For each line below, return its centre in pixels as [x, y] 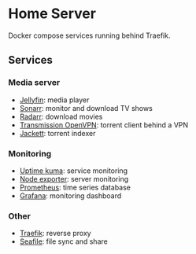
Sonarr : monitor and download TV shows [86, 108]
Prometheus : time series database [75, 187]
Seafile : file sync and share [63, 241]
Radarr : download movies [61, 116]
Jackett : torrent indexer [57, 133]
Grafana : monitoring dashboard [70, 195]
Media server [34, 83]
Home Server [52, 14]
